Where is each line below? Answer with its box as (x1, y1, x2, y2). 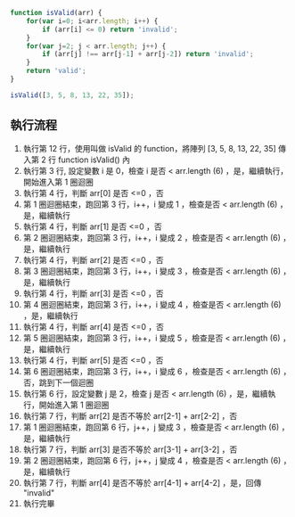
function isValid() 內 (58, 154, 130, 165)
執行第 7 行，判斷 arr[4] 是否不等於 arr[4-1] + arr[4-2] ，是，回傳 (22, 477, 262, 488)
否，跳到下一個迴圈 (22, 377, 94, 388)
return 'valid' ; (26, 67, 87, 76)
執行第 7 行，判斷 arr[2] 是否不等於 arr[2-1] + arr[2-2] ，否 (22, 410, 238, 421)
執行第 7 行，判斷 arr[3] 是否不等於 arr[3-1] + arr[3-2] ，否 (22, 444, 238, 455)
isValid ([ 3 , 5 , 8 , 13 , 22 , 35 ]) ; (10, 90, 135, 100)
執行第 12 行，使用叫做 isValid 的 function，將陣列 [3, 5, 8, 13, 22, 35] (22, 143, 277, 153)
